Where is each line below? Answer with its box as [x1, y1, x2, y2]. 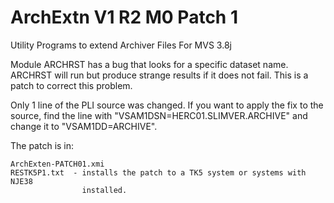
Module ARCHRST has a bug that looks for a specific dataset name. [10, 58, 289, 70]
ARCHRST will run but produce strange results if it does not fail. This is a [10, 69, 309, 81]
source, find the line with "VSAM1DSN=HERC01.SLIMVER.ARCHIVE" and [10, 109, 308, 121]
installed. [81, 185, 128, 195]
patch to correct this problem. [10, 79, 133, 91]
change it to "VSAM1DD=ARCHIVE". [10, 120, 158, 132]
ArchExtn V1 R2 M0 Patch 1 [10, 6, 238, 29]
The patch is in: [10, 139, 75, 151]
